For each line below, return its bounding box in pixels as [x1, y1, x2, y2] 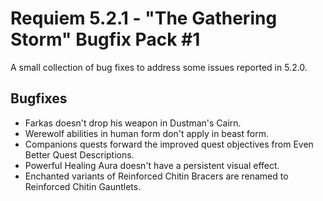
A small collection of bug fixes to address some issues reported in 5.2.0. [10, 61, 308, 73]
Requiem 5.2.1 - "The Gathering [10, 7, 278, 30]
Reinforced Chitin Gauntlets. [24, 180, 142, 192]
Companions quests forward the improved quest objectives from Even [24, 138, 314, 150]
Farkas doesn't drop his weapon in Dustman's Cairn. [24, 117, 242, 129]
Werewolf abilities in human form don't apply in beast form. [24, 127, 269, 139]
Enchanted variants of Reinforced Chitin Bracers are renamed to [24, 170, 289, 182]
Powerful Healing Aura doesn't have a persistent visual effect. [24, 159, 280, 171]
